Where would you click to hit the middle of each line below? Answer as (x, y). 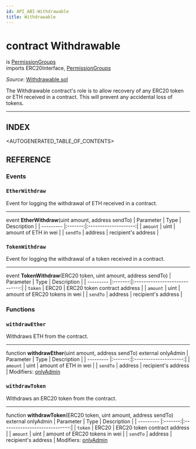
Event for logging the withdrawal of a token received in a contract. (85, 259)
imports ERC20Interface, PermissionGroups (59, 68)
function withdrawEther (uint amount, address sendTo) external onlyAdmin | (97, 353)
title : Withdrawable (31, 17)
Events (16, 176)
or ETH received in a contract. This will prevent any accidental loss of (90, 97)
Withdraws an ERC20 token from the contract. (61, 398)
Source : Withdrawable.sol (37, 80)
